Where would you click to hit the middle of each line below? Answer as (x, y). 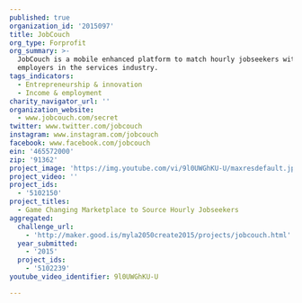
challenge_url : (46, 227)
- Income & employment (60, 93)
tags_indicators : (42, 76)
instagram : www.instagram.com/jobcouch (84, 135)
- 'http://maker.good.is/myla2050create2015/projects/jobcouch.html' (159, 235)
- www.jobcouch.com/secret (68, 118)
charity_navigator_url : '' (60, 101)
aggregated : (31, 218)
